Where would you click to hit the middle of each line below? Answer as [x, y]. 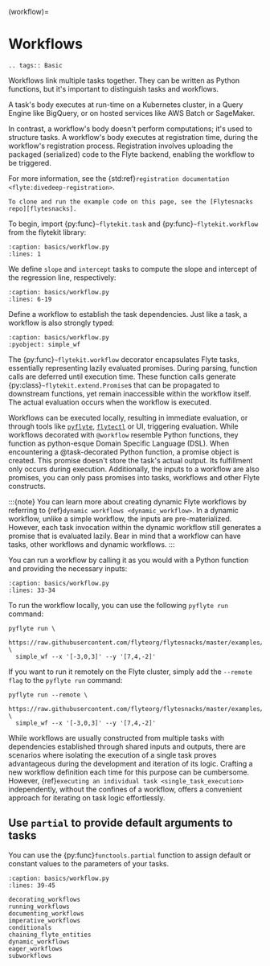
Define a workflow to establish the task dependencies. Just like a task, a [128, 314]
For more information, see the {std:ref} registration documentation [119, 178]
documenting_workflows [46, 913]
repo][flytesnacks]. [43, 208]
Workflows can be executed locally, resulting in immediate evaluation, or [128, 417]
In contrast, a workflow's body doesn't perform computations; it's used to [131, 129]
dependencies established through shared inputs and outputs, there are [127, 746]
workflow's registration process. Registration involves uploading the [121, 146]
